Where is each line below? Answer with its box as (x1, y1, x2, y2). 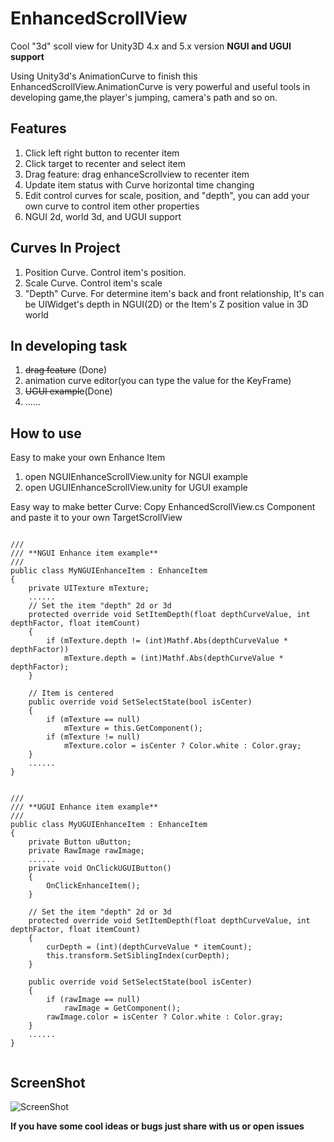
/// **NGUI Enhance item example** (10, 548, 159, 559)
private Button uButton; (28, 837, 132, 847)
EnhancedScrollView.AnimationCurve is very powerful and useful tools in (10, 80, 311, 92)
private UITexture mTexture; (28, 583, 150, 594)
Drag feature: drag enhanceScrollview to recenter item (24, 168, 250, 180)
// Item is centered (28, 688, 114, 699)
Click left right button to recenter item (24, 147, 180, 159)
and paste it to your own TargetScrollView (10, 512, 183, 524)
